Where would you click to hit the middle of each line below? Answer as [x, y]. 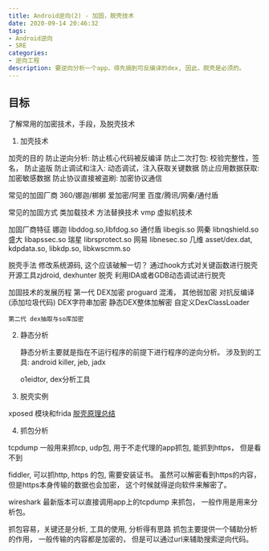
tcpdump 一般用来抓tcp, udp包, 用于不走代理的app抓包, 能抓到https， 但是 [131, 447]
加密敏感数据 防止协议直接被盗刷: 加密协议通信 [85, 178]
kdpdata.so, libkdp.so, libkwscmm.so [69, 248]
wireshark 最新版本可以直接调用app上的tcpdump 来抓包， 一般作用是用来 [130, 502]
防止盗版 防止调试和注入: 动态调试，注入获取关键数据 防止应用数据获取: [141, 168]
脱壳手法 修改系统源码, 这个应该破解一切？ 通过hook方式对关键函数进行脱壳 [133, 265]
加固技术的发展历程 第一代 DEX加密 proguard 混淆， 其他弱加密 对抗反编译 [132, 292]
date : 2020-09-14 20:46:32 [53, 23]
